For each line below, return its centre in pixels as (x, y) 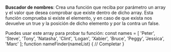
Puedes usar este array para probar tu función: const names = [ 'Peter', (80, 33)
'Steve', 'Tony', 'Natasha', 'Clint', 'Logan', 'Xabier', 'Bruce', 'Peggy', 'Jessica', (85, 38)
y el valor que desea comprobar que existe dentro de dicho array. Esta (79, 13)
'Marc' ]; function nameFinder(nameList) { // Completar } (65, 44)
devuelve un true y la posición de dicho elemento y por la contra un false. (82, 23)
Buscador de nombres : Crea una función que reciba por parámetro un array (86, 7)
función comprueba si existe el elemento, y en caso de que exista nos (79, 18)
